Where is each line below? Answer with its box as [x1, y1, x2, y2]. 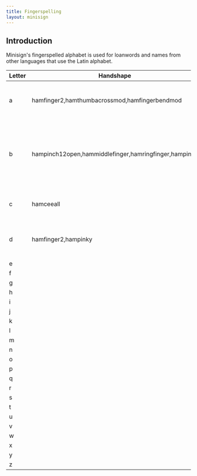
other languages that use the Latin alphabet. [6, 58, 113, 65]
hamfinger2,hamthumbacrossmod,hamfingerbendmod [32, 96, 182, 105]
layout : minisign [6, 14, 49, 20]
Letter [9, 72, 26, 80]
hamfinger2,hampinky [32, 235, 93, 244]
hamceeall [32, 200, 60, 208]
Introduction [6, 36, 53, 46]
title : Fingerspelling [6, 8, 62, 15]
